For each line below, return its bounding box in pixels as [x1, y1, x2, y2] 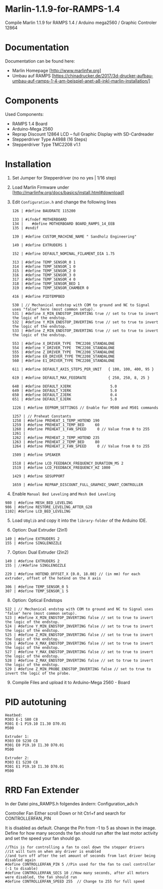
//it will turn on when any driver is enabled [5, 849, 101, 854]
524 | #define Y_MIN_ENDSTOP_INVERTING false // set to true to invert [5, 623, 153, 629]
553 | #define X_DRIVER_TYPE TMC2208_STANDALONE [12, 341, 115, 346]
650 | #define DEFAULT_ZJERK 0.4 [12, 392, 117, 397]
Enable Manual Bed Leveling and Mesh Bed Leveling [12, 490, 116, 497]
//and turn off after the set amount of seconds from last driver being [5, 853, 156, 858]
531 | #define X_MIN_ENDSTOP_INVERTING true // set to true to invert [12, 311, 159, 316]
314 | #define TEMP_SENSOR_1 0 [12, 264, 76, 269]
